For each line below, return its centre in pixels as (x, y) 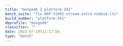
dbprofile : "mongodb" (27, 23)
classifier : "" (20, 27)
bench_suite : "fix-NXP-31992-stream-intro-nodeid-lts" (62, 14)
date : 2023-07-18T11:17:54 (32, 32)
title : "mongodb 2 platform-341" (39, 9)
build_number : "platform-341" (36, 18)
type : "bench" (19, 36)
